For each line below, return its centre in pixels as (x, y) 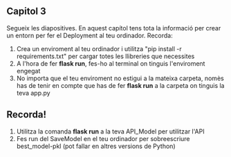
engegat (28, 71)
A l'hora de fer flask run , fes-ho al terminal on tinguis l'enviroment (111, 63)
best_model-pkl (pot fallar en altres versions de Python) (96, 146)
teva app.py (33, 93)
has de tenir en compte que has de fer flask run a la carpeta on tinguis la (120, 85)
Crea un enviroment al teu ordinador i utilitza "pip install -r (99, 48)
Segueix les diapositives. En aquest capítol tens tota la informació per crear (114, 28)
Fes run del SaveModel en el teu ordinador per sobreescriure (103, 138)
